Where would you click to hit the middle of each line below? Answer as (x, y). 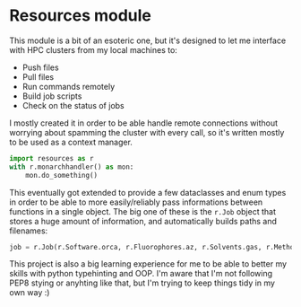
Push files (41, 67)
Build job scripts (52, 96)
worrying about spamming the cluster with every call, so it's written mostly (147, 132)
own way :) (30, 293)
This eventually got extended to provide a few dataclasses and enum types (148, 192)
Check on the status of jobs (73, 105)
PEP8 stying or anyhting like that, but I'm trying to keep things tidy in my (142, 283)
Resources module (81, 16)
